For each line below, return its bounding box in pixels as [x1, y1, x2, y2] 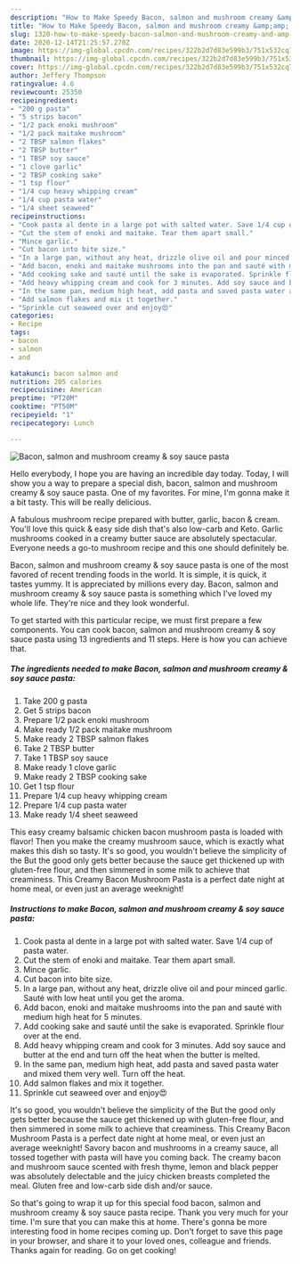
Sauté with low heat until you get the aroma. [22, 992, 185, 1003]
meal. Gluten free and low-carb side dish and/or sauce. [10, 1180, 213, 1191]
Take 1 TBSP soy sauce [22, 752, 109, 763]
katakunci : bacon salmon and [10, 369, 118, 378]
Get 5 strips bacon [22, 705, 92, 716]
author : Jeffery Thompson [10, 71, 106, 80]
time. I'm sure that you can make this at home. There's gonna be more [10, 1216, 268, 1227]
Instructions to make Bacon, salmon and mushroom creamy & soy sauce [10, 904, 285, 915]
